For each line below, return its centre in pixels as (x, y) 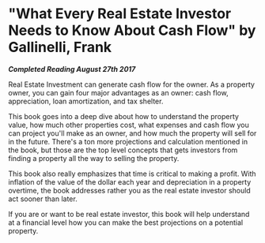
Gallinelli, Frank (60, 47)
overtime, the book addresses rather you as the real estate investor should (129, 190)
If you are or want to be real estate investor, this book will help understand (129, 214)
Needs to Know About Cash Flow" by (132, 30)
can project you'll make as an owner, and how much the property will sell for (132, 133)
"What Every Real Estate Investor (120, 14)
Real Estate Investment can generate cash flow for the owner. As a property (132, 84)
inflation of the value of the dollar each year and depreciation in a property (130, 181)
